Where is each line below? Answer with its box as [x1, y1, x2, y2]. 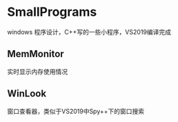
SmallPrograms [7, 4, 97, 20]
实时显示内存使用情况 [7, 67, 68, 76]
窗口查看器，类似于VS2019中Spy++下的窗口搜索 [7, 107, 145, 115]
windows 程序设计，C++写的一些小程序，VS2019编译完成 [7, 28, 171, 36]
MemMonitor [7, 48, 64, 60]
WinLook [7, 88, 47, 100]
